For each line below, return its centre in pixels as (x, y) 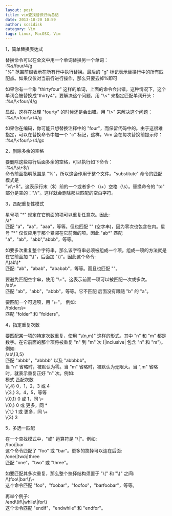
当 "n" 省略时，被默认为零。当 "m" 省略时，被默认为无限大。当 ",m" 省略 (82, 367)
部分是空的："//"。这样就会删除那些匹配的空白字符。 (61, 193)
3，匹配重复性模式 (25, 204)
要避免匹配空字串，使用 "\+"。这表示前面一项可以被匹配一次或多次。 (78, 279)
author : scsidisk (24, 24)
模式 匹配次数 (19, 379)
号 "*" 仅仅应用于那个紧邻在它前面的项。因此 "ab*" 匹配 (64, 233)
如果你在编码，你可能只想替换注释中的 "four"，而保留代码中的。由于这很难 (84, 128)
